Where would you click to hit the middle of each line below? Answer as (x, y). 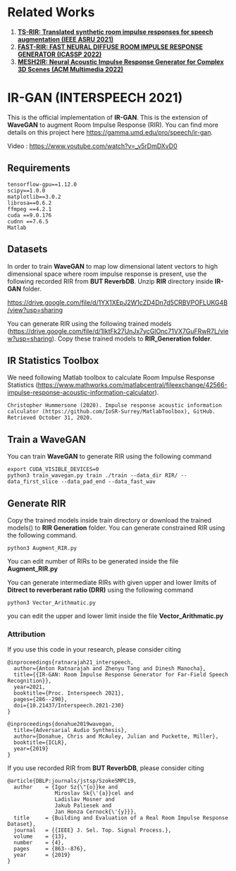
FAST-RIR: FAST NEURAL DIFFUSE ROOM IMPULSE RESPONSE (110, 47)
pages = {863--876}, (50, 849)
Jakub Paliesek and (83, 806)
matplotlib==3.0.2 (34, 197)
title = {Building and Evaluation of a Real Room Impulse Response (121, 818)
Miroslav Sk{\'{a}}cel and (94, 793)
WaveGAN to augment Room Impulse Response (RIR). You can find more (113, 125)
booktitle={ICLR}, (41, 743)
